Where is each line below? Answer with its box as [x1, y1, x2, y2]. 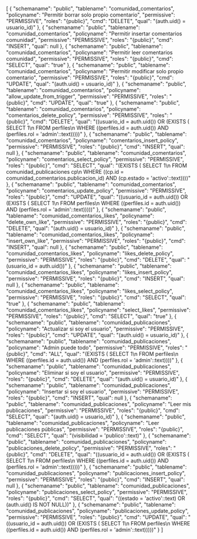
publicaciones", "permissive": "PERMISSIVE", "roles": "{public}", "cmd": [6, 407, 180, 414]
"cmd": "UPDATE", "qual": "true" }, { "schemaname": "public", [30, 99, 180, 106]
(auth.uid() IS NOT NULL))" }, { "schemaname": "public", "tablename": [6, 501, 176, 508]
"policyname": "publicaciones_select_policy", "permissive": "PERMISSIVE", [6, 489, 188, 495]
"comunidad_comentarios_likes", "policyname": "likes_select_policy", [6, 288, 173, 294]
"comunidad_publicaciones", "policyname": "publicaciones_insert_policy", [6, 470, 186, 476]
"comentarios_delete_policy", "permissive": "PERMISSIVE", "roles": [6, 112, 169, 119]
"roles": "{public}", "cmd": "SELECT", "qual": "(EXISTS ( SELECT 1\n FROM [6, 162, 188, 169]
